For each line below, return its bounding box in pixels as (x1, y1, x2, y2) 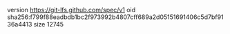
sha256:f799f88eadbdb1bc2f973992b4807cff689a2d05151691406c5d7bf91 (7, 13, 224, 21)
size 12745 (33, 20, 64, 28)
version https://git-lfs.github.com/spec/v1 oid (7, 6, 136, 14)
